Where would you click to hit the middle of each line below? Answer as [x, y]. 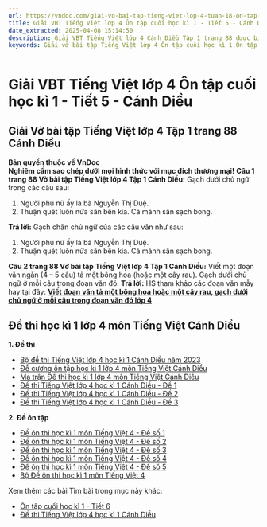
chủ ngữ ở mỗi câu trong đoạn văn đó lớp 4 [80, 300]
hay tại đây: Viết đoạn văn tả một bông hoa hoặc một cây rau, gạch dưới [128, 292]
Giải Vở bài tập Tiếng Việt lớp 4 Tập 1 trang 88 [123, 131]
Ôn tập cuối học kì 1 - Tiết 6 [65, 506]
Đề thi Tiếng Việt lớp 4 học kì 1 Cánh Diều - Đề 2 [99, 393]
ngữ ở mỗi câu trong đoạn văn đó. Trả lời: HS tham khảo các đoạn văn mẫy [131, 283]
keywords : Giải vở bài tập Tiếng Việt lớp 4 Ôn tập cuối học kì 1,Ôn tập [133, 45]
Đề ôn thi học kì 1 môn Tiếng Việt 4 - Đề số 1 [92, 433]
